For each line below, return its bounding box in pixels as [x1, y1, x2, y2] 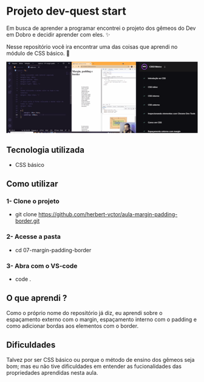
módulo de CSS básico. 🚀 [6, 49, 70, 57]
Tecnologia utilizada [6, 145, 85, 155]
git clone [15, 211, 38, 218]
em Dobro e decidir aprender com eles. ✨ [6, 30, 110, 38]
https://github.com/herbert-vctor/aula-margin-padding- [38, 211, 178, 218]
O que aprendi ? [6, 293, 67, 303]
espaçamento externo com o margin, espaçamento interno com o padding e [6, 316, 197, 323]
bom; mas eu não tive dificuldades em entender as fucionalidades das [6, 363, 182, 370]
